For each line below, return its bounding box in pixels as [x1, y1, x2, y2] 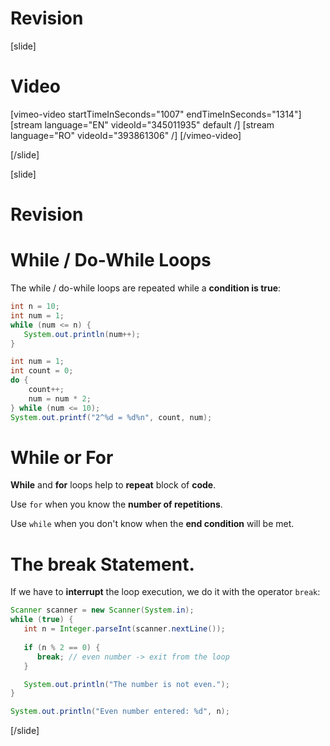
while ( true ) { [10, 615, 74, 625]
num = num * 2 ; [28, 393, 92, 404]
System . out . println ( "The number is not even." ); [23, 679, 230, 689]
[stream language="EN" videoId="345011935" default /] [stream [10, 118, 275, 131]
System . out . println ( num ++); [23, 329, 141, 339]
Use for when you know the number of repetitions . [10, 498, 223, 511]
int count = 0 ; [10, 366, 74, 376]
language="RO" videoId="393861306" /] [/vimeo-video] [10, 129, 242, 141]
